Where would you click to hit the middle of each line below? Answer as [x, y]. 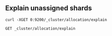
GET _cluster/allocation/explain [40, 28]
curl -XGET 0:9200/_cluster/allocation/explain [56, 19]
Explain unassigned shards [49, 8]
